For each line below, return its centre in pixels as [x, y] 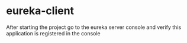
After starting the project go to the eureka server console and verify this [94, 27]
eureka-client [40, 11]
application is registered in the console [53, 33]
